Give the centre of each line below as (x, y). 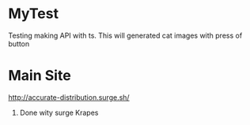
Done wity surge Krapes (59, 112)
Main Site (40, 76)
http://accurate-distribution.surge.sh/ (69, 97)
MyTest (34, 14)
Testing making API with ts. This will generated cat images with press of (125, 35)
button (19, 43)
